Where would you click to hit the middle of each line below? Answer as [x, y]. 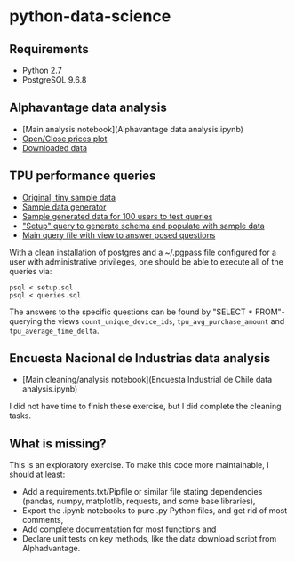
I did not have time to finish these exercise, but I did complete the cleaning [145, 407]
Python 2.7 [42, 70]
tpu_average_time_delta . [54, 330]
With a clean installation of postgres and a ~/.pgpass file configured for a [143, 252]
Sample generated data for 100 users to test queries [117, 216]
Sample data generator [64, 207]
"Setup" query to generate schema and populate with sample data [143, 226]
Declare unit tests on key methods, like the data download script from [149, 539]
